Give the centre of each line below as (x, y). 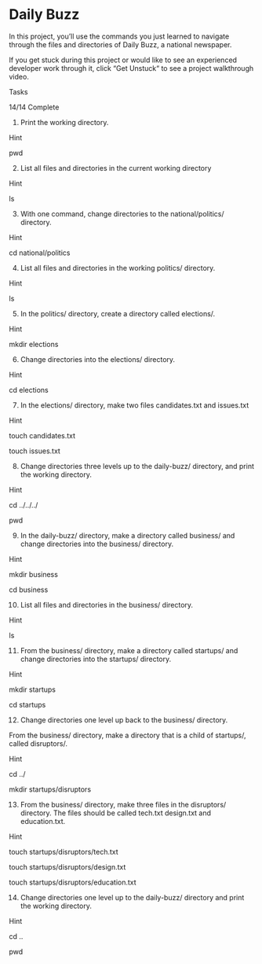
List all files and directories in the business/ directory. (107, 604)
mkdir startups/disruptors (50, 789)
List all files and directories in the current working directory (116, 168)
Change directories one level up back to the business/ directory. (124, 720)
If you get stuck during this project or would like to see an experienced (123, 60)
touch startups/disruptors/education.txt (73, 882)
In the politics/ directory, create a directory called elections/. (118, 313)
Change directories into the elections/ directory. (98, 359)
